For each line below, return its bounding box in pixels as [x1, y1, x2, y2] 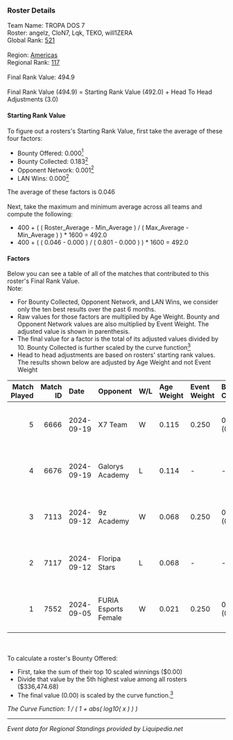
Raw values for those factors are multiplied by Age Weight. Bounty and [17, 312, 220, 321]
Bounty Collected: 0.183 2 [17, 156, 89, 166]
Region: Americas [7, 51, 58, 59]
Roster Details [7, 6, 56, 15]
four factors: [7, 134, 43, 143]
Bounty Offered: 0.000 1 [17, 147, 84, 157]
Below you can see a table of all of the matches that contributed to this [7, 270, 209, 278]
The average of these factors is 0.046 [7, 188, 116, 196]
